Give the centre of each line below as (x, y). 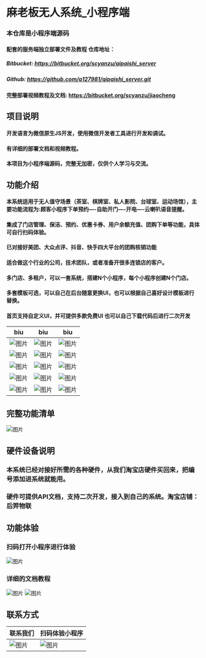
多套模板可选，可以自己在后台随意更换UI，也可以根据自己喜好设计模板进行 (101, 293)
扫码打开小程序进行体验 (41, 547)
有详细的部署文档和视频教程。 (44, 149)
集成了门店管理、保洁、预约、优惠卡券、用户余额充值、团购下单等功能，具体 (103, 224)
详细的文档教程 (29, 579)
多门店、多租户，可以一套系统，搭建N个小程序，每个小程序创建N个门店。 (99, 277)
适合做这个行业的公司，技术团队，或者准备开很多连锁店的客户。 (87, 262)
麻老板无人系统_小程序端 (68, 13)
